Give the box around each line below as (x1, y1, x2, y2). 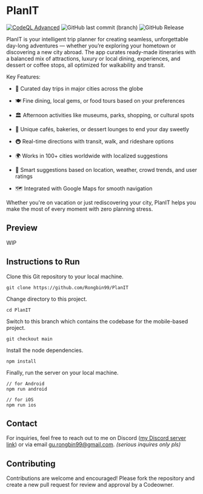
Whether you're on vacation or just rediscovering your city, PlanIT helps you (6, 199, 196, 206)
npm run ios (6, 402, 36, 408)
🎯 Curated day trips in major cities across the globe (15, 84, 144, 92)
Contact (6, 418, 38, 428)
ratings (15, 173, 33, 180)
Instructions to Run (6, 256, 80, 267)
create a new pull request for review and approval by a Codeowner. (6, 481, 175, 489)
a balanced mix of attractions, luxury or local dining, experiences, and (6, 55, 181, 62)
